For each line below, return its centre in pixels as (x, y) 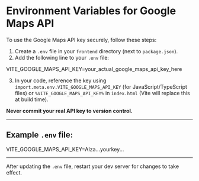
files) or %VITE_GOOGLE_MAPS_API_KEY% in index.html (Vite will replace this (102, 93)
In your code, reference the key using (60, 80)
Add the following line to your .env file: (62, 57)
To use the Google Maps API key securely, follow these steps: (81, 40)
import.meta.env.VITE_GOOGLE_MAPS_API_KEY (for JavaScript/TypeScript (101, 86)
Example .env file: (40, 135)
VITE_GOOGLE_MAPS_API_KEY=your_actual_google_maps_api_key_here (94, 69)
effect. (14, 172)
